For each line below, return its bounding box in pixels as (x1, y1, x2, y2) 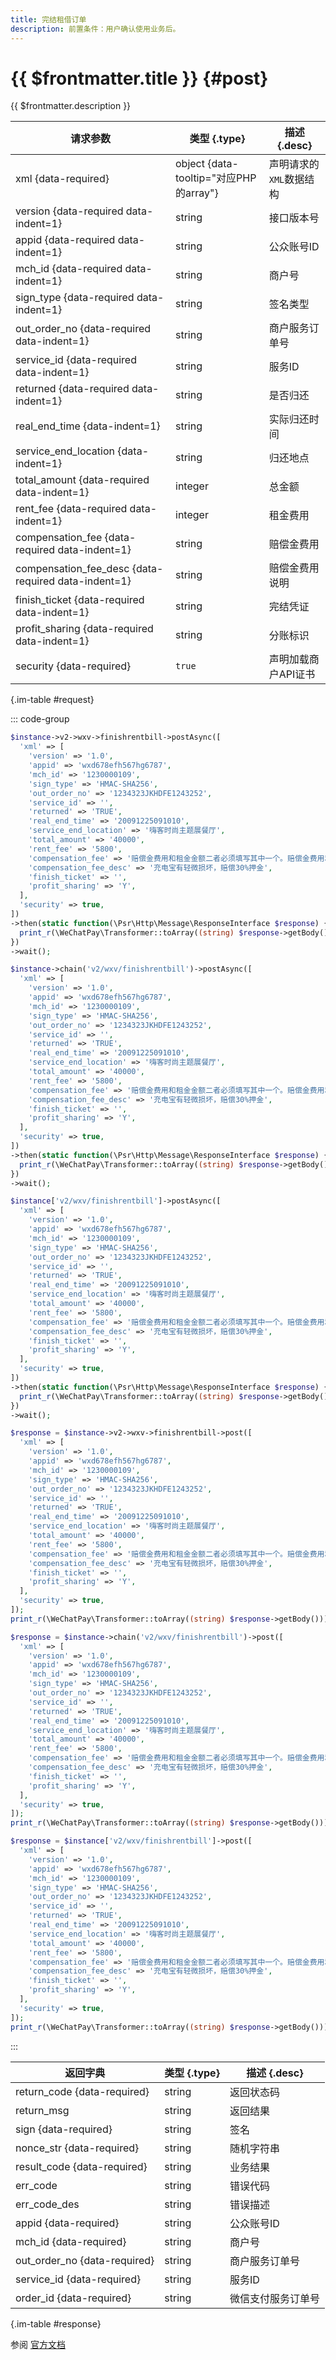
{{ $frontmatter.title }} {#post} (10, 67, 269, 90)
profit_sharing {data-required (15, 622, 154, 636)
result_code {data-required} (15, 2159, 148, 2173)
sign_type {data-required (15, 291, 135, 305)
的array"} (175, 186, 219, 200)
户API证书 (268, 667, 316, 681)
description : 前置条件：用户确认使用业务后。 (10, 24, 181, 34)
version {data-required (15, 204, 124, 218)
